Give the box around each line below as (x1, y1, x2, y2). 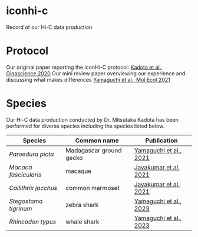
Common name (75, 136, 119, 145)
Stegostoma (9, 197, 43, 205)
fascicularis (9, 171, 42, 179)
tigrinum (9, 204, 32, 212)
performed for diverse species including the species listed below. (6, 122, 165, 129)
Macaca (9, 163, 32, 171)
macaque (65, 166, 92, 175)
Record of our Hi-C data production (6, 24, 93, 31)
